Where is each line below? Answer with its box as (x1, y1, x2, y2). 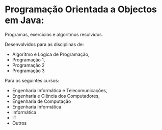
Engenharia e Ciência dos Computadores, (12, 93, 100, 99)
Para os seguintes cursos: (5, 77, 60, 83)
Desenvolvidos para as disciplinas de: (5, 41, 85, 47)
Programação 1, (12, 56, 45, 62)
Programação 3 (12, 68, 45, 74)
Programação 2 (12, 62, 45, 68)
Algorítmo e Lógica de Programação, (12, 51, 90, 57)
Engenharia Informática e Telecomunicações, (12, 87, 107, 93)
